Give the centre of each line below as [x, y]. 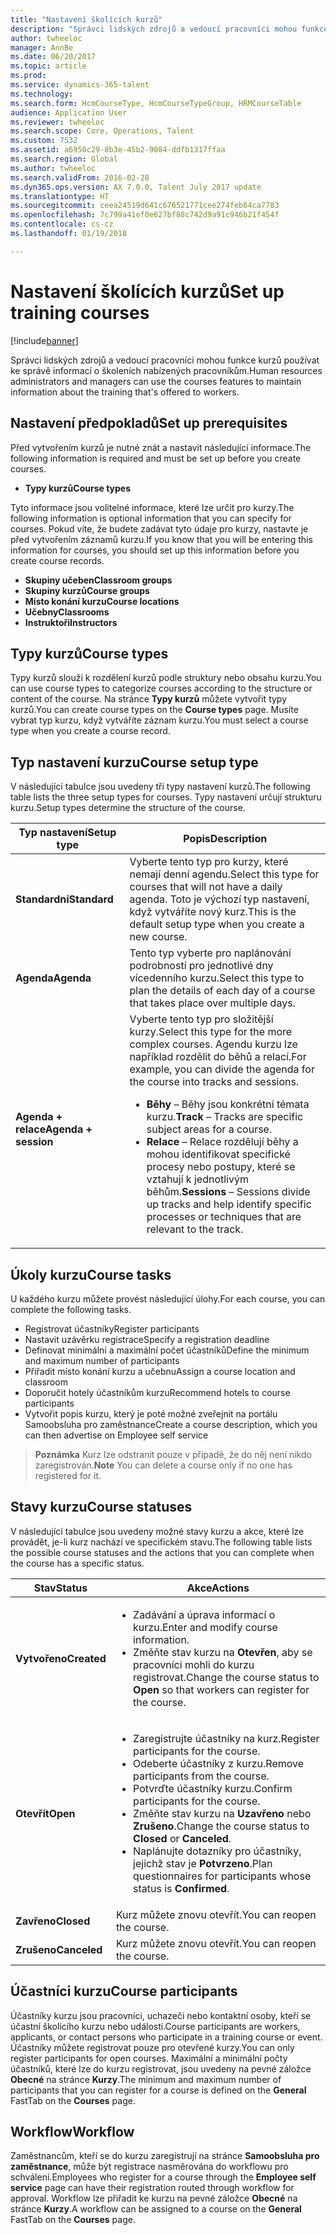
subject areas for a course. [209, 1129]
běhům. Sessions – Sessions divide [228, 1192]
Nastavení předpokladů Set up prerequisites [149, 423]
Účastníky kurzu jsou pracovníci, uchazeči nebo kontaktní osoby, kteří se [161, 2015]
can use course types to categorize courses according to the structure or [161, 688]
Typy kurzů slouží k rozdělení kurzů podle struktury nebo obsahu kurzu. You [166, 678]
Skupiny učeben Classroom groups [98, 580]
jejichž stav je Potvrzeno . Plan [203, 1863]
